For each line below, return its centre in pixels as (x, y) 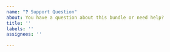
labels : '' (20, 29)
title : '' (19, 23)
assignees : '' (24, 34)
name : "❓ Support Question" (42, 12)
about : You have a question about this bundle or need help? (85, 18)
